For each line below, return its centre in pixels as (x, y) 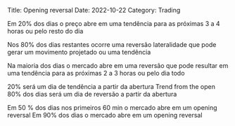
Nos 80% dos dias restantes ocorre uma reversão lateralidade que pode (112, 44)
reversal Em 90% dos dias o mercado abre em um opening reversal (105, 115)
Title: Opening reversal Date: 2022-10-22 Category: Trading (94, 10)
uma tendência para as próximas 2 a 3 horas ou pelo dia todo (96, 73)
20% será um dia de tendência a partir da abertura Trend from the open (112, 86)
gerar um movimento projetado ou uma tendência (79, 52)
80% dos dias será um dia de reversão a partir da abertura (92, 94)
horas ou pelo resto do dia (45, 31)
